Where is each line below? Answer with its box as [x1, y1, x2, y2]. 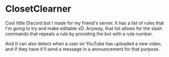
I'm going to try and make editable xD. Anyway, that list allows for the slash [5, 25, 163, 31]
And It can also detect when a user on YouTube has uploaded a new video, [5, 40, 162, 46]
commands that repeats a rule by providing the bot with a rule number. [5, 31, 153, 37]
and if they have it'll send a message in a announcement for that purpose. [5, 46, 160, 52]
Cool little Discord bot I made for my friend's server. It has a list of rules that [5, 20, 164, 26]
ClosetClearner [5, 3, 71, 15]
